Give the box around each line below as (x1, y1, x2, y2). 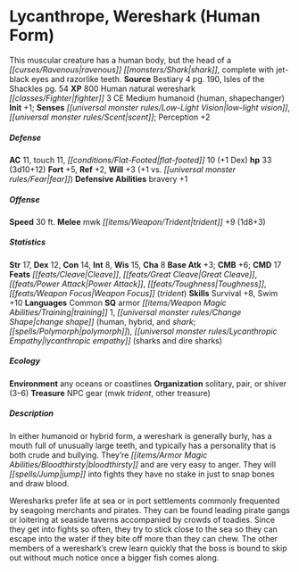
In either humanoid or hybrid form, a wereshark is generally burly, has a (9, 430, 272, 441)
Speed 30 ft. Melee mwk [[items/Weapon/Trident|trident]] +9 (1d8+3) (9, 216, 266, 227)
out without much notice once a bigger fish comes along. (9, 551, 220, 563)
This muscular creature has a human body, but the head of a (9, 54, 232, 65)
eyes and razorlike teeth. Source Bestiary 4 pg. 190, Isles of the (30, 73, 265, 84)
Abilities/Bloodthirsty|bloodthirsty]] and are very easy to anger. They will (9, 459, 277, 469)
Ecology (9, 355, 41, 367)
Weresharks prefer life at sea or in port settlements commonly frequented (9, 495, 280, 506)
